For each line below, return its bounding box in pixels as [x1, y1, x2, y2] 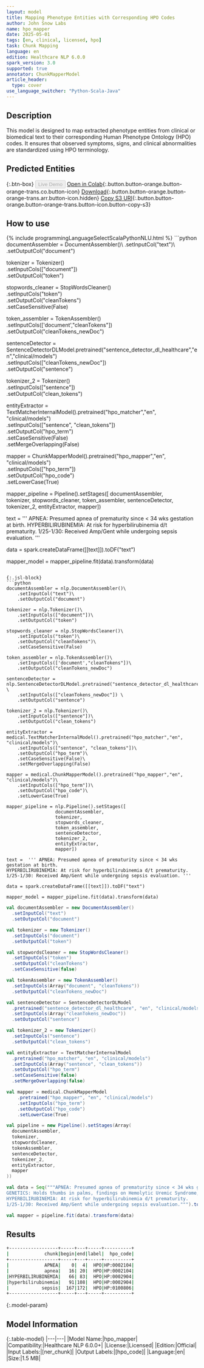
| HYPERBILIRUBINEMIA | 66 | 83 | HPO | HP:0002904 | [6, 1273, 135, 1280]
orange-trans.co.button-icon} [6, 188, 80, 195]
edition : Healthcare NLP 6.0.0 [6, 54, 86, 60]
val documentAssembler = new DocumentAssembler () [6, 905, 135, 911]
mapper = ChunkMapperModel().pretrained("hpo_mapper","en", [6, 452, 166, 460]
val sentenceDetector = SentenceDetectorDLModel [6, 1000, 132, 1006]
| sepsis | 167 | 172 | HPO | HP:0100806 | [6, 1285, 135, 1291]
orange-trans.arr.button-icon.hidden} [6, 194, 100, 201]
